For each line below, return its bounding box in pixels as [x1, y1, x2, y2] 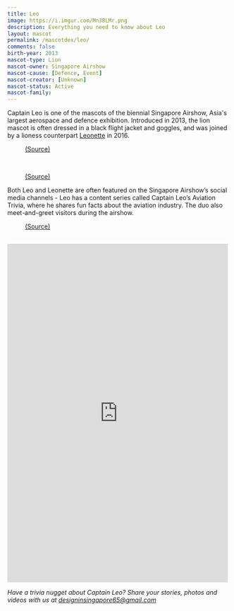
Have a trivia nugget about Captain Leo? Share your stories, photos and [7, 588, 218, 597]
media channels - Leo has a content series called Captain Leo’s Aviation [7, 194, 216, 202]
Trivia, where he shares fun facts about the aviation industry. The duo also [7, 201, 223, 209]
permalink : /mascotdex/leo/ [7, 37, 90, 44]
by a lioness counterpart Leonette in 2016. [7, 132, 130, 140]
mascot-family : [7, 89, 52, 96]
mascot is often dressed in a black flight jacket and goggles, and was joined [7, 124, 228, 132]
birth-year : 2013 [7, 50, 58, 57]
